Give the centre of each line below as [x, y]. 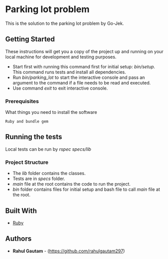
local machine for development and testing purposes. [61, 57]
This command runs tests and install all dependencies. [69, 72]
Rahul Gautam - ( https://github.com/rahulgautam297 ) [69, 251]
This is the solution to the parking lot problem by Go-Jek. [65, 23]
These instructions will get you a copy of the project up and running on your [84, 51]
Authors [18, 239]
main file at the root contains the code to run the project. [71, 184]
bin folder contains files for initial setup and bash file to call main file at [86, 189]
